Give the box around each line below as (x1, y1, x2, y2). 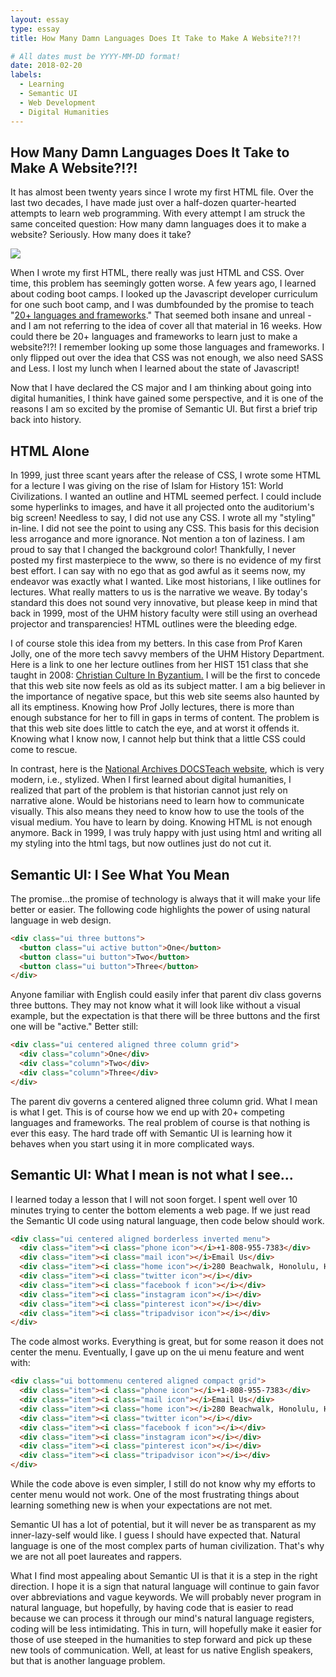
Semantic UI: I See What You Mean (10, 866, 230, 883)
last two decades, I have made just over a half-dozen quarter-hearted (10, 197, 297, 209)
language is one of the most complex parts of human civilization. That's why (10, 1540, 325, 1551)
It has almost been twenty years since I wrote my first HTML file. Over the (10, 186, 314, 198)
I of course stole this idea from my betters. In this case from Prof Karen (10, 637, 303, 650)
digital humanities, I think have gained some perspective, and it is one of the (10, 392, 324, 405)
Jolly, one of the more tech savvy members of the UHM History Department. (10, 648, 325, 660)
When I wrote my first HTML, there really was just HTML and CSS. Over (10, 267, 305, 279)
